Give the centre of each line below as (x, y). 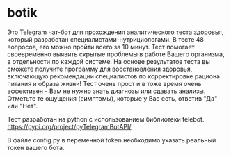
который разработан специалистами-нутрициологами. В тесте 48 (105, 39)
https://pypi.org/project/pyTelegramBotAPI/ (69, 126)
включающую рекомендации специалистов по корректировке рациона (114, 76)
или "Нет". (23, 106)
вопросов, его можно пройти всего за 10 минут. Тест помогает (101, 47)
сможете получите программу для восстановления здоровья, (100, 69)
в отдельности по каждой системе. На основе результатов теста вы (109, 61)
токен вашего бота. (36, 147)
